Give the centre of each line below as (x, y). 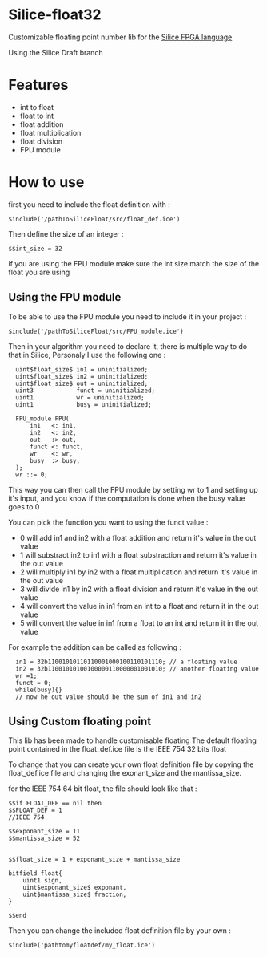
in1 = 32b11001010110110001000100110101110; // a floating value (127, 662)
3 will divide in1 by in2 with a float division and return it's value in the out (139, 589)
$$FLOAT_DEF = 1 (35, 811)
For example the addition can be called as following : (95, 647)
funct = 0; (34, 683)
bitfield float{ (35, 874)
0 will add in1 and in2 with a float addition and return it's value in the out (138, 537)
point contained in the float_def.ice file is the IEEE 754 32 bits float (117, 749)
